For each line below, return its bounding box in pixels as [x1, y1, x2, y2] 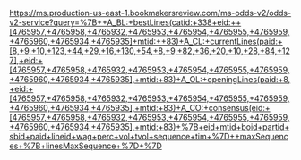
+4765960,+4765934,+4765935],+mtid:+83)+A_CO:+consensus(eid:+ [9, 103, 271, 113]
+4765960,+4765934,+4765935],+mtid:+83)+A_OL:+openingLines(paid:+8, [9, 74, 291, 84]
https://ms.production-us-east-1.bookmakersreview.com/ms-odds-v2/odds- [9, 8, 292, 18]
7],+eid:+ [9, 55, 43, 65]
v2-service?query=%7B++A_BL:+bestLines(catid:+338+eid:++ [9, 17, 242, 28]
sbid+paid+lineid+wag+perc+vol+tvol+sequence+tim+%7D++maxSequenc [9, 131, 289, 141]
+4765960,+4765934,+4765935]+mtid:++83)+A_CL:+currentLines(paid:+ [9, 36, 284, 46]
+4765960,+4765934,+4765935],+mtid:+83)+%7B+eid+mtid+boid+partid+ [9, 122, 290, 132]
